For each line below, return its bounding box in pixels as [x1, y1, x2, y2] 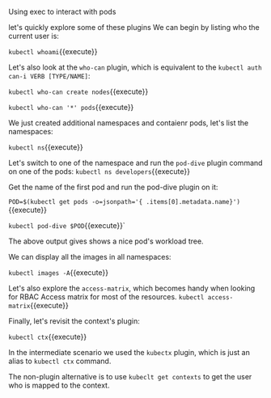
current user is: [8, 32, 59, 40]
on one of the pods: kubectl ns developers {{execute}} [8, 167, 190, 176]
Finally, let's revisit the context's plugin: [8, 316, 140, 326]
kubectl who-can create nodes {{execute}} [8, 87, 149, 96]
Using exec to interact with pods [8, 7, 116, 16]
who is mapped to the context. [8, 380, 110, 390]
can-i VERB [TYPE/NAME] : [8, 71, 91, 80]
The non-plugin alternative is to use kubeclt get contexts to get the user [8, 372, 252, 381]
